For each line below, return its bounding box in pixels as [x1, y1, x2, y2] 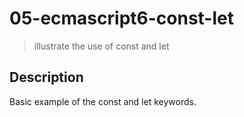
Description [9, 69, 84, 86]
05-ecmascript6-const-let [9, 7, 234, 30]
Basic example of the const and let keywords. [9, 95, 197, 107]
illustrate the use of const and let [33, 40, 170, 52]
